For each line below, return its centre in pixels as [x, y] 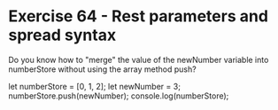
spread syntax [62, 35]
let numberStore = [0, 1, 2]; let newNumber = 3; [94, 86]
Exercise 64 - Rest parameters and [139, 16]
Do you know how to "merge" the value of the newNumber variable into [139, 59]
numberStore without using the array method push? [102, 69]
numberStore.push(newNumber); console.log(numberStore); [119, 96]
